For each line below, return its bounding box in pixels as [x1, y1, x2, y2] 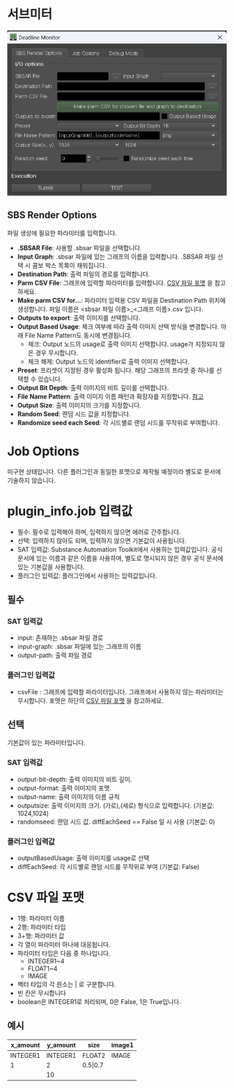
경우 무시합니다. [35, 348, 79, 357]
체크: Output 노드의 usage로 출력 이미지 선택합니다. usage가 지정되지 [27, 340, 218, 348]
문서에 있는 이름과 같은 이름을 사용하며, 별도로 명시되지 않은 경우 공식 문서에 [17, 554, 224, 562]
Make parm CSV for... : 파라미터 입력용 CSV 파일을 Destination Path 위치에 [17, 296, 226, 304]
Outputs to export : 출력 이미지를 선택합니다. [17, 313, 141, 322]
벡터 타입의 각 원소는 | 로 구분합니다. [17, 980, 116, 988]
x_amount [10, 1041, 40, 1050]
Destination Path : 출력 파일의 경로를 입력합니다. [17, 270, 150, 278]
